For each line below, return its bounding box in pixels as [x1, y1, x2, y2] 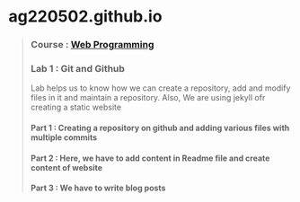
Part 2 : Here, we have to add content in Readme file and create [30, 153, 270, 163]
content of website [30, 162, 103, 172]
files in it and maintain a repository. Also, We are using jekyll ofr [30, 92, 266, 103]
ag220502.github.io [8, 6, 163, 27]
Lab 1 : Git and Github [30, 63, 125, 75]
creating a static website [30, 101, 122, 113]
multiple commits [30, 132, 98, 143]
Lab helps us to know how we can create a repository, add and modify [30, 83, 291, 93]
